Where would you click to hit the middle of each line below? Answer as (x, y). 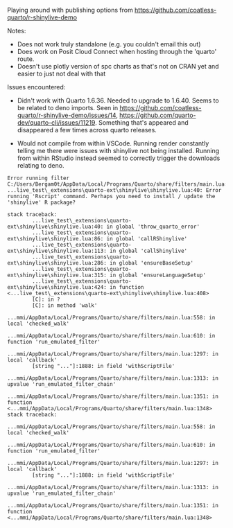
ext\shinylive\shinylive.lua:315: (57, 275)
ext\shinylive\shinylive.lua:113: (57, 251)
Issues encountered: (36, 87)
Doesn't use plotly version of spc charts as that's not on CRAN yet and (118, 66)
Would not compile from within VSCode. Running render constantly (113, 143)
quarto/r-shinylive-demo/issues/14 (67, 115)
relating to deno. (41, 165)
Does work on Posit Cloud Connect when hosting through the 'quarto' (117, 52)
